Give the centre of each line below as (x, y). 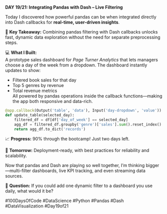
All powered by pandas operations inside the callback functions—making (87, 96)
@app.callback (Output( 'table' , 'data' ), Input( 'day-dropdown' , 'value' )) (83, 110)
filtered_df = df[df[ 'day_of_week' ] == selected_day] (71, 119)
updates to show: (23, 70)
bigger (153, 165)
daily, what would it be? (29, 191)
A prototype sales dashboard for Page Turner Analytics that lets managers (82, 60)
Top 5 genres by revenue (38, 85)
